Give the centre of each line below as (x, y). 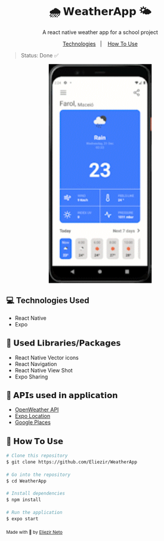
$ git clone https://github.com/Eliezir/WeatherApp (72, 462)
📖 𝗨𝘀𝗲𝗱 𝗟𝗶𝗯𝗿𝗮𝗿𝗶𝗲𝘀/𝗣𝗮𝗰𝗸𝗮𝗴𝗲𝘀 (64, 343)
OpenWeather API (37, 409)
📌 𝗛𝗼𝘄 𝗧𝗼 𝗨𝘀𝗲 (35, 441)
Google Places (33, 423)
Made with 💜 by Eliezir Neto (34, 532)
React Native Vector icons (47, 357)
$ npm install (24, 500)
